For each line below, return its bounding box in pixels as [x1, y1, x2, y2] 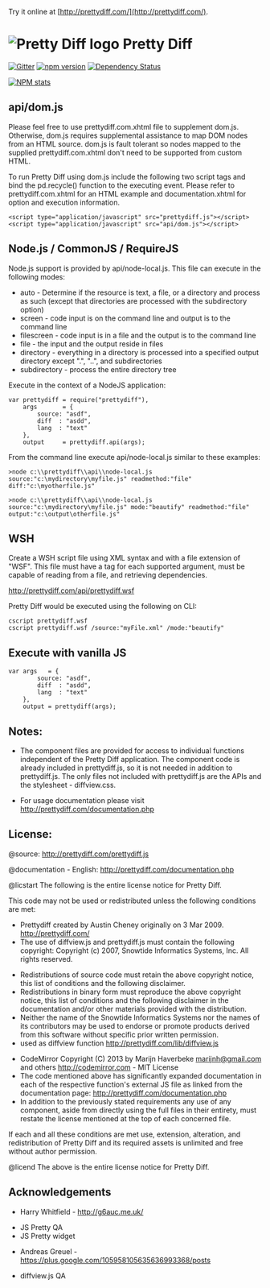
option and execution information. [8, 197, 121, 207]
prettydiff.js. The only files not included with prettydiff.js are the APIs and [19, 772, 262, 781]
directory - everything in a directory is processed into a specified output [19, 347, 260, 357]
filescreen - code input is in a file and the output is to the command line [19, 330, 256, 340]
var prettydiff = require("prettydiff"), [8, 396, 149, 404]
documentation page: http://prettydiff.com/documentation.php [19, 1087, 227, 1098]
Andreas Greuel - [19, 1246, 78, 1256]
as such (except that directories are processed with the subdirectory [19, 296, 247, 305]
